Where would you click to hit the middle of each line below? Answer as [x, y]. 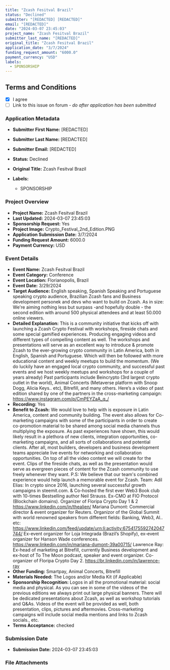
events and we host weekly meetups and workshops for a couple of [83, 372]
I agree [20, 99]
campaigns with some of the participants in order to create [96, 420]
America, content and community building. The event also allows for [84, 415]
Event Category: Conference [43, 275]
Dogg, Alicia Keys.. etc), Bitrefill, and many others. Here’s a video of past [88, 388]
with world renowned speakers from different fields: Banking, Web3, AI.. [88, 517]
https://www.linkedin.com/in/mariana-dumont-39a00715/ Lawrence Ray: [88, 544]
